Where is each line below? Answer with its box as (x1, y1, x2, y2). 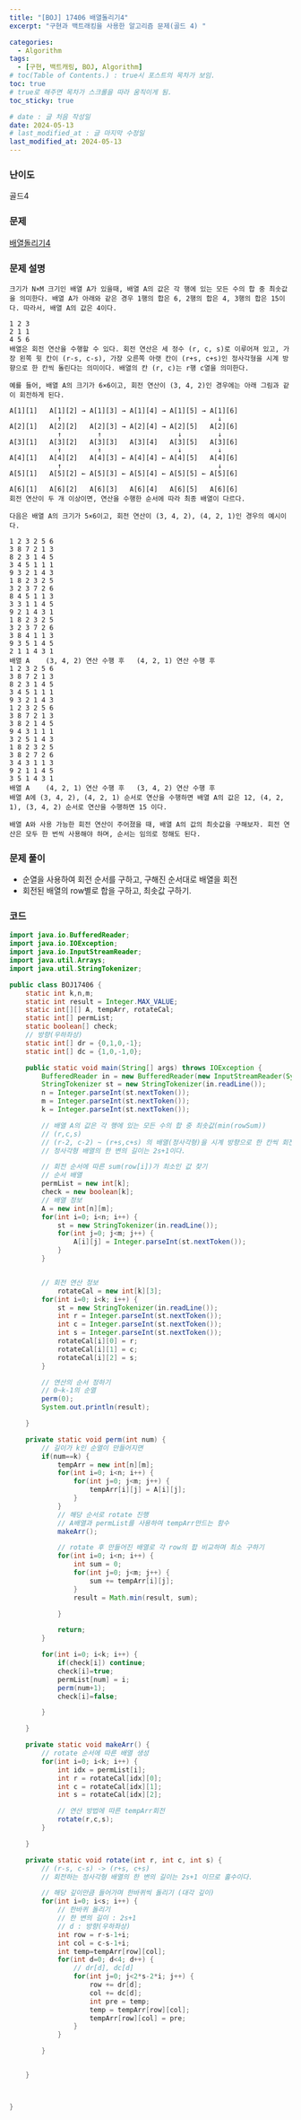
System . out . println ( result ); (41, 1403, 150, 1412)
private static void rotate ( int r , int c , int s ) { (25, 1855, 222, 1864)
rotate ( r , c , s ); (56, 1815, 115, 1824)
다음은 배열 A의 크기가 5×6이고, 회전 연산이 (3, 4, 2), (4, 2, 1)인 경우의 (9, 511, 265, 520)
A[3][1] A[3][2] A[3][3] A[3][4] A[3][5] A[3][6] (9, 437, 239, 447)
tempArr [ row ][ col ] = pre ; (89, 2013, 186, 2023)
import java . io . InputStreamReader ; (9, 947, 142, 956)
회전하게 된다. (19, 390, 65, 399)
